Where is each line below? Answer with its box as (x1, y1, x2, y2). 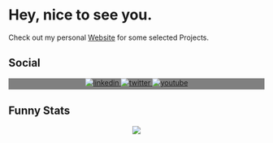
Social (8, 56, 41, 70)
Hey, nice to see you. (8, 6, 153, 24)
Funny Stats (8, 104, 71, 118)
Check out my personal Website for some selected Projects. (8, 32, 210, 42)
